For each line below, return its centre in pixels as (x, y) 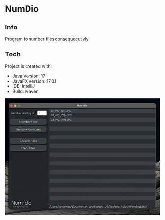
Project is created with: (28, 66)
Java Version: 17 (29, 76)
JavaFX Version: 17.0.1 (34, 81)
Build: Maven (25, 91)
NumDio (22, 9)
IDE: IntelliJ (24, 86)
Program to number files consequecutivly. (47, 39)
